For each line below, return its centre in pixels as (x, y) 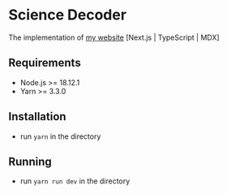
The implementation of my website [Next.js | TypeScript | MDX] (114, 37)
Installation (37, 116)
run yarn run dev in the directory (75, 181)
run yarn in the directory (60, 136)
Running (30, 161)
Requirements (45, 63)
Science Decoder (68, 15)
